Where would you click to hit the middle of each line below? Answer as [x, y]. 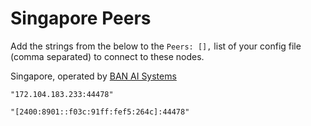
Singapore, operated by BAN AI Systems [93, 76]
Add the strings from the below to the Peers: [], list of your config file [156, 46]
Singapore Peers [81, 18]
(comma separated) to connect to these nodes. [107, 56]
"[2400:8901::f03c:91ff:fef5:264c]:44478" [100, 112]
